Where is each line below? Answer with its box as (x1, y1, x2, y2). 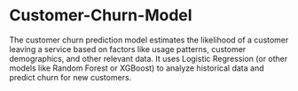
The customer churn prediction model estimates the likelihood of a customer (9, 34, 289, 45)
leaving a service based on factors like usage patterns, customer (9, 43, 247, 54)
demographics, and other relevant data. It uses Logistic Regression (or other (9, 53, 288, 64)
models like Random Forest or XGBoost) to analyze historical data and (9, 63, 264, 73)
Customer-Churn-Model (9, 5, 192, 26)
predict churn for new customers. (9, 72, 132, 82)
